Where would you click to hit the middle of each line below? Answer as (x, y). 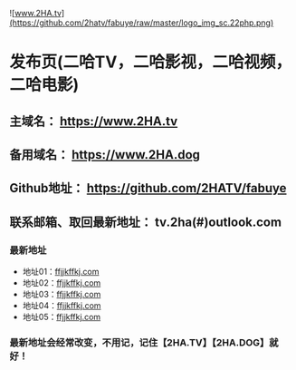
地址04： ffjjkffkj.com (62, 306)
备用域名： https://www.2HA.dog (105, 155)
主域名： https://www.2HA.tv (94, 121)
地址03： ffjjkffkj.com (62, 295)
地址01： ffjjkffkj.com (61, 272)
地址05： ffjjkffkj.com (62, 317)
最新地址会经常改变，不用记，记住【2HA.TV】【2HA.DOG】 (139, 342)
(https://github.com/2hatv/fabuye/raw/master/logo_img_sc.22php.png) (142, 23)
